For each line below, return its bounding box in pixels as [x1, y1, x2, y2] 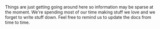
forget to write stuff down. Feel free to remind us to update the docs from [5, 14, 152, 20]
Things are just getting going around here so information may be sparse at [5, 4, 154, 10]
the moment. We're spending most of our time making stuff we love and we [5, 9, 156, 15]
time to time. [5, 19, 30, 25]
